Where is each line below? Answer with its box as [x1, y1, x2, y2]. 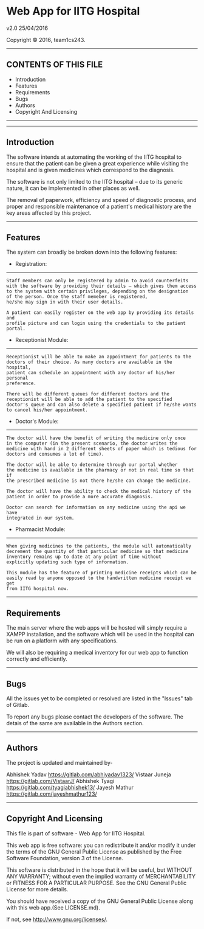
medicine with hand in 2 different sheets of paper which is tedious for [6, 446, 197, 452]
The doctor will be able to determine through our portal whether [6, 462, 178, 468]
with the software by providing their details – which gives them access [6, 283, 197, 290]
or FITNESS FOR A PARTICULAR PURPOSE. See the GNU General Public [6, 879, 187, 886]
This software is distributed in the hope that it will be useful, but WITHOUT [6, 866, 192, 874]
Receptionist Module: [15, 336, 69, 344]
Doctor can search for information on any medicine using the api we [6, 504, 186, 510]
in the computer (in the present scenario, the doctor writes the [6, 440, 178, 447]
